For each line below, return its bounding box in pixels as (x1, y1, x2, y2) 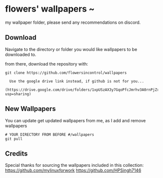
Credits (5, 149, 28, 158)
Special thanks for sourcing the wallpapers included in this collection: (5, 162, 144, 168)
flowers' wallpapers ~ (5, 3, 95, 15)
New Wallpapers (5, 105, 56, 113)
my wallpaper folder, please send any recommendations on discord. (5, 19, 141, 25)
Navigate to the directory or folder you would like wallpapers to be (5, 46, 137, 52)
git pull (5, 136, 23, 141)
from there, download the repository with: (5, 61, 88, 66)
